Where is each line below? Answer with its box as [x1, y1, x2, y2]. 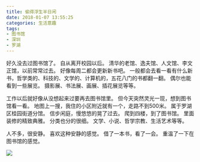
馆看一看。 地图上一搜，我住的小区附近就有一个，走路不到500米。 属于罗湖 [6, 102, 192, 109]
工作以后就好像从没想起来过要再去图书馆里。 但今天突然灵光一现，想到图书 [6, 94, 192, 102]
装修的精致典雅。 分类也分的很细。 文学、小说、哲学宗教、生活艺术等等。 [6, 117, 187, 124]
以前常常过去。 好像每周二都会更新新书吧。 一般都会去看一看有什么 [22, 67, 187, 74]
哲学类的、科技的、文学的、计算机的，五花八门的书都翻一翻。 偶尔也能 [16, 74, 192, 82]
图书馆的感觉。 [6, 137, 43, 145]
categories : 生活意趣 [6, 20, 57, 26]
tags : [6, 25, 20, 32]
